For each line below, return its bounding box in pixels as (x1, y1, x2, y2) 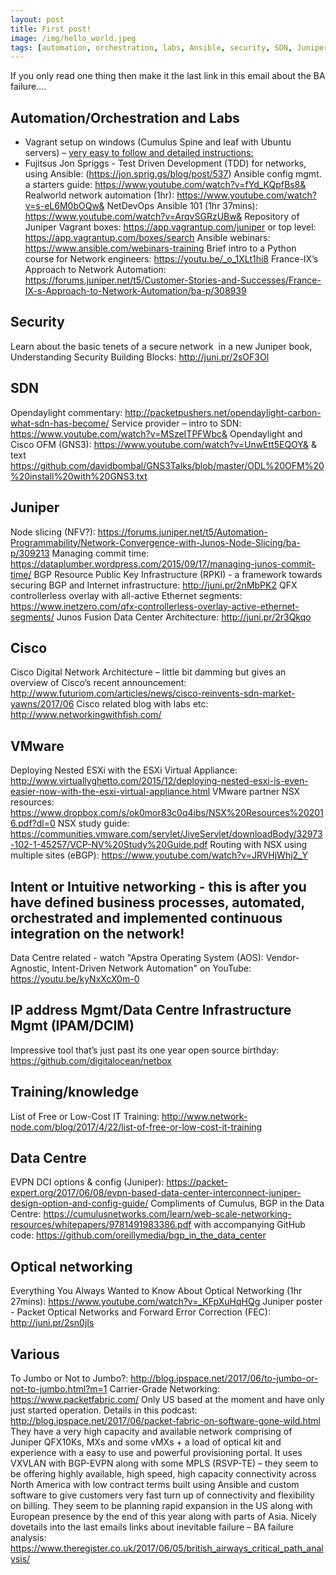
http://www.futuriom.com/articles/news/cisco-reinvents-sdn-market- (10, 687, 296, 700)
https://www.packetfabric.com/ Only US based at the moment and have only (10, 1394, 325, 1405)
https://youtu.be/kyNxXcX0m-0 (10, 972, 140, 985)
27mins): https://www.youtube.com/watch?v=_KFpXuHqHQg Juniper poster (10, 1296, 323, 1308)
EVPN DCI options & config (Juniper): (10, 1176, 165, 1188)
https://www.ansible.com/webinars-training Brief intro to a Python (24, 242, 297, 255)
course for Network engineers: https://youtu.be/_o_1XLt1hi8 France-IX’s (24, 253, 319, 265)
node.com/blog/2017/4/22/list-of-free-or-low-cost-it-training (10, 1121, 263, 1133)
